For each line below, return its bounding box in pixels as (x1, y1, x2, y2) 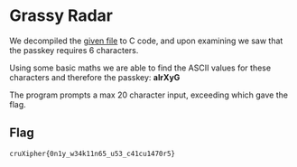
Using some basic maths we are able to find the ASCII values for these (9, 62, 272, 73)
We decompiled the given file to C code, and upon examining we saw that (9, 35, 283, 46)
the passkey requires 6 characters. (9, 44, 139, 55)
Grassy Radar (9, 5, 113, 26)
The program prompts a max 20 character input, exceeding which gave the (9, 89, 289, 100)
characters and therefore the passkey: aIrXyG (9, 71, 181, 82)
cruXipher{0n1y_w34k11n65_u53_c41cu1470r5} (9, 149, 176, 158)
